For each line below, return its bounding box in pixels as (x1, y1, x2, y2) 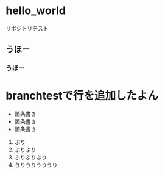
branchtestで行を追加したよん (5, 89, 159, 103)
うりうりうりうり (14, 161, 58, 169)
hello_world (5, 4, 66, 18)
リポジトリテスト (5, 24, 49, 32)
